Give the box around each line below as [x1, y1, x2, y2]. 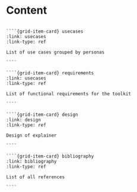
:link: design [6, 117, 42, 122]
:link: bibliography [6, 158, 58, 164]
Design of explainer [6, 132, 58, 139]
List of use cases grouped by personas [6, 49, 105, 55]
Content [6, 4, 47, 17]
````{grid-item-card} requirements [6, 70, 94, 76]
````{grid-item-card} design [6, 111, 78, 118]
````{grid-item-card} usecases [6, 28, 84, 34]
